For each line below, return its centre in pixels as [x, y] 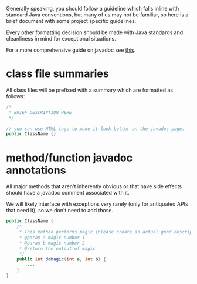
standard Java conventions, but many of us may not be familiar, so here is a [97, 15]
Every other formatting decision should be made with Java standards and [95, 32]
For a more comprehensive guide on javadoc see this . [71, 50]
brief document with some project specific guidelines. [71, 21]
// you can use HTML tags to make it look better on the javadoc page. [95, 129]
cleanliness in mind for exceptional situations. [61, 39]
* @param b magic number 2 [52, 243]
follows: [16, 96]
